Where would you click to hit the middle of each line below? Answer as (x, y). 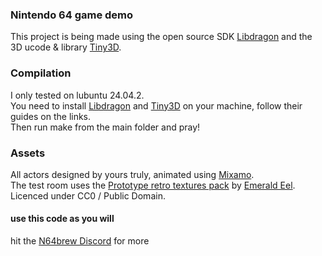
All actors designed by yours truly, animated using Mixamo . (132, 174)
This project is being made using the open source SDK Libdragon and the (161, 37)
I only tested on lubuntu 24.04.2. (77, 95)
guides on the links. (51, 116)
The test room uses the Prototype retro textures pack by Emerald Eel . (153, 185)
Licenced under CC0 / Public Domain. (88, 195)
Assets (28, 153)
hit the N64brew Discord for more (80, 241)
